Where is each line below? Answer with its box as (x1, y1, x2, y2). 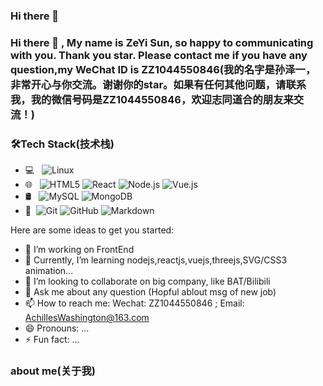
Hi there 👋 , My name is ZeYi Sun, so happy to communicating (10, 35, 314, 49)
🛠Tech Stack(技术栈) (10, 137, 115, 151)
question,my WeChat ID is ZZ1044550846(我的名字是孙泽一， (10, 62, 317, 76)
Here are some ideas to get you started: (10, 224, 175, 236)
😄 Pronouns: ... (24, 322, 90, 334)
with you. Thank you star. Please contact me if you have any (10, 48, 308, 62)
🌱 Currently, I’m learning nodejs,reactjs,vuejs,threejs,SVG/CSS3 (24, 254, 288, 266)
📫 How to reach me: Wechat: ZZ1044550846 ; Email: (24, 297, 245, 309)
